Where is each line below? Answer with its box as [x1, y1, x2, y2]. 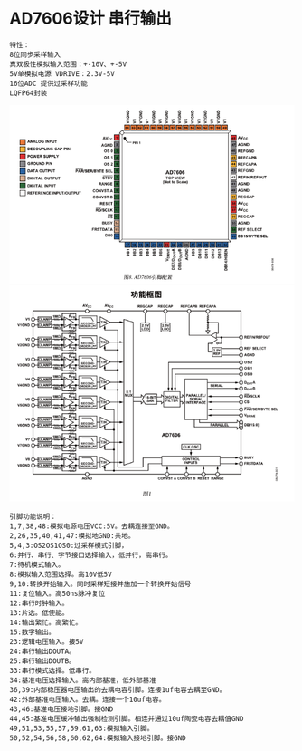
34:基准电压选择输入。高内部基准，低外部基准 [9, 676, 156, 685]
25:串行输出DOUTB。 [9, 657, 76, 666]
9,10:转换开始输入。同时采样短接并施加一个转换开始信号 [9, 580, 192, 589]
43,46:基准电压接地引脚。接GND [9, 705, 114, 714]
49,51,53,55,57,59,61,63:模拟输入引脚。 [9, 724, 155, 733]
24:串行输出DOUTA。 [9, 647, 76, 656]
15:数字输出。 [9, 628, 56, 637]
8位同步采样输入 [9, 50, 61, 59]
